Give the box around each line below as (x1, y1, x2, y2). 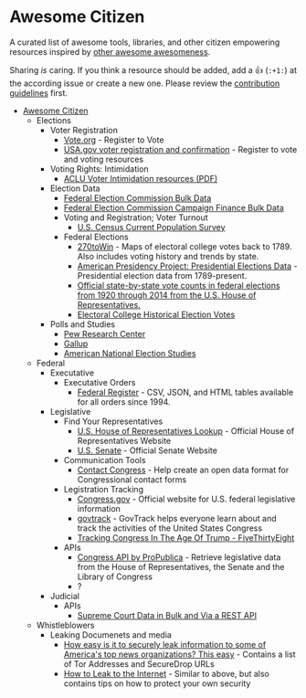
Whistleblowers (36, 619, 95, 630)
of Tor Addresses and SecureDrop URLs (63, 658, 215, 669)
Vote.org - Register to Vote (63, 134, 164, 145)
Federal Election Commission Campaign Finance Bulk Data (63, 202, 285, 213)
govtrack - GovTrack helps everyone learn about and (77, 513, 277, 523)
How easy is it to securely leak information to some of (63, 639, 267, 650)
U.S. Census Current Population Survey (77, 221, 226, 232)
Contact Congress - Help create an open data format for (77, 464, 290, 475)
